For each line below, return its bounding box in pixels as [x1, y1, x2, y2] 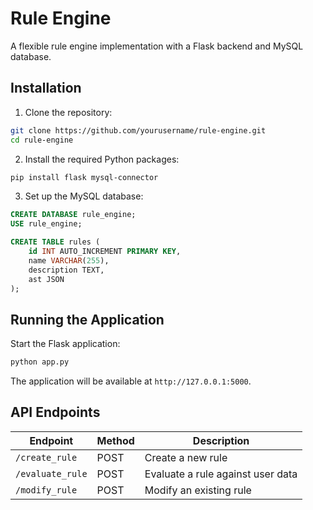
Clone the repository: [24, 106, 113, 118]
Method [96, 433, 135, 447]
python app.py [10, 357, 70, 367]
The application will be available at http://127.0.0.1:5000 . [10, 375, 252, 387]
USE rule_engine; [10, 219, 83, 229]
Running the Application [10, 311, 165, 328]
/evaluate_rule [15, 468, 88, 479]
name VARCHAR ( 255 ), [28, 255, 110, 266]
